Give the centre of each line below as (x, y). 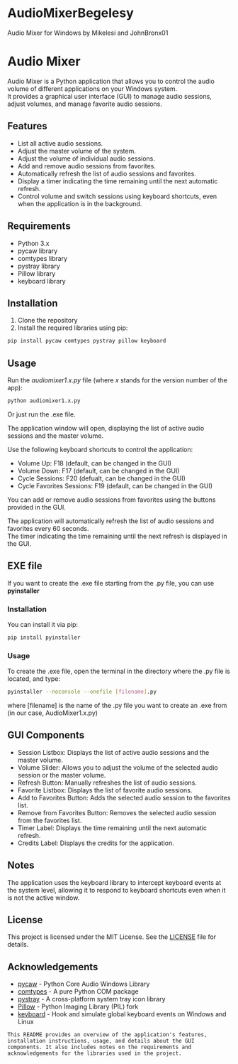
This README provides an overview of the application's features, (107, 1035)
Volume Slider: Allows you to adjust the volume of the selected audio (118, 767)
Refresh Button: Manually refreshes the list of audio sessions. (107, 783)
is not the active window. (44, 898)
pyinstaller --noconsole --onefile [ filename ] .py (82, 692)
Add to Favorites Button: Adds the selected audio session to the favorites (124, 797)
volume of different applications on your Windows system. (92, 88)
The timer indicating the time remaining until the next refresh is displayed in (118, 536)
